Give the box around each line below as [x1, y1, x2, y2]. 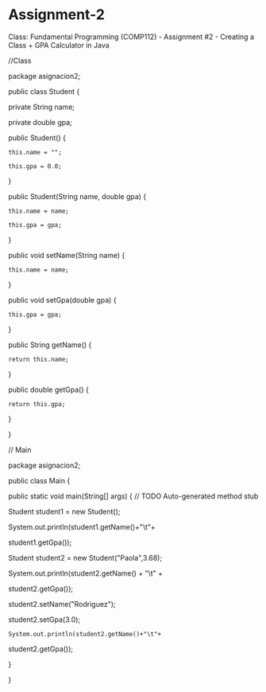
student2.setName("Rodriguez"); [8, 599, 116, 608]
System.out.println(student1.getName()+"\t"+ [8, 522, 156, 531]
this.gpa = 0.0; [8, 162, 62, 170]
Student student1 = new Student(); [8, 506, 121, 516]
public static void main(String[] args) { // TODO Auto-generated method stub [8, 491, 259, 501]
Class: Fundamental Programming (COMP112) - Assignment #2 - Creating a [8, 32, 254, 41]
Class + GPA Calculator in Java [8, 40, 110, 49]
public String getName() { [8, 340, 92, 350]
